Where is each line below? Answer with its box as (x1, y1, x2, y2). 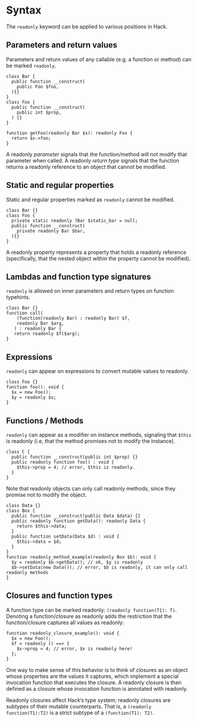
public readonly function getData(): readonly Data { (11, 518, 146, 524)
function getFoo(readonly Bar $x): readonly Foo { (6, 130, 133, 136)
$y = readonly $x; (11, 395, 57, 400)
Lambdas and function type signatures (6, 271, 151, 281)
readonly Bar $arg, (16, 320, 65, 327)
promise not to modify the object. (6, 491, 87, 498)
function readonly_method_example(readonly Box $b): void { (6, 554, 157, 560)
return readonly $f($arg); (14, 331, 81, 337)
